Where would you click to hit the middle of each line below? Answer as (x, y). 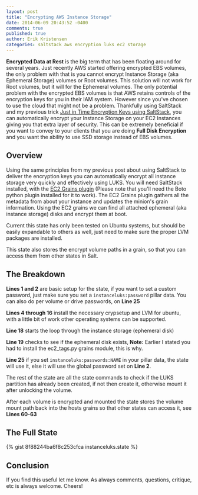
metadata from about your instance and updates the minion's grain (87, 201)
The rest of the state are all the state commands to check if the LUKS (90, 377)
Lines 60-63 (22, 414)
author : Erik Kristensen (37, 39)
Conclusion (28, 465)
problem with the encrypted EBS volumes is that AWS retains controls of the (98, 93)
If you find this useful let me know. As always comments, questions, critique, (99, 480)
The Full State (32, 433)
